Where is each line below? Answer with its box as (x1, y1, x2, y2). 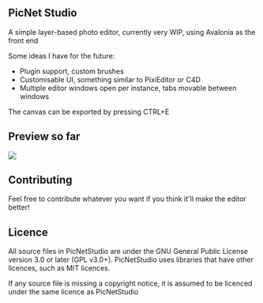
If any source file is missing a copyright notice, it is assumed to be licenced (8, 278, 253, 288)
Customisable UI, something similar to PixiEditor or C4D (19, 74, 201, 84)
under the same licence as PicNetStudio (8, 287, 139, 297)
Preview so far (8, 130, 81, 143)
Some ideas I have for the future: (8, 51, 115, 60)
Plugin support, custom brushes (19, 66, 124, 76)
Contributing (8, 173, 73, 187)
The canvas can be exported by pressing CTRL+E (8, 107, 170, 116)
